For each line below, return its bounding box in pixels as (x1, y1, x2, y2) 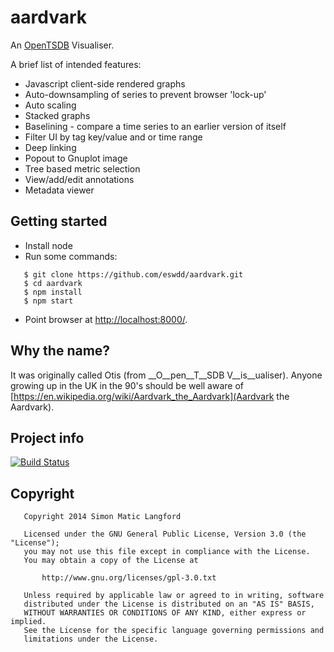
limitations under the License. (23, 634, 159, 645)
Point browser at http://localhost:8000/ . (24, 313, 188, 325)
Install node (24, 239, 73, 251)
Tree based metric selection (24, 162, 141, 175)
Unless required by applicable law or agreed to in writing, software (23, 591, 325, 601)
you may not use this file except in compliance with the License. (23, 547, 311, 557)
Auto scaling (24, 99, 77, 111)
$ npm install (23, 287, 83, 297)
